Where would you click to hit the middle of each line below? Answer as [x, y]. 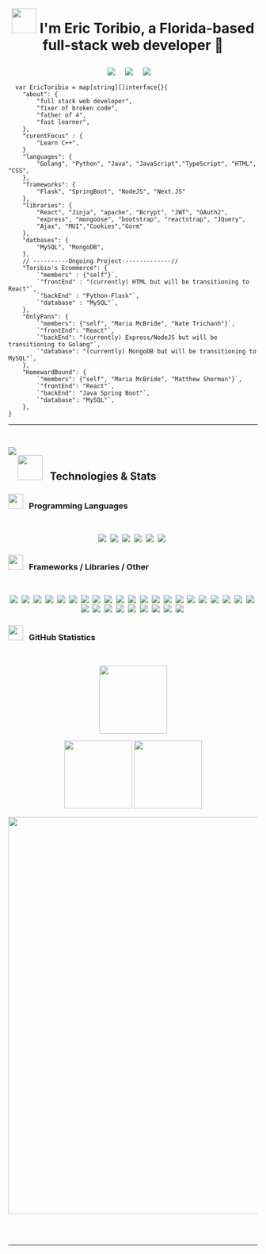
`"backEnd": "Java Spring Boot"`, [93, 393]
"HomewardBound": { [55, 372]
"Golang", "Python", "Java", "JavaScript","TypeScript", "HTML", [147, 164]
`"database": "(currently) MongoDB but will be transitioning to [147, 352]
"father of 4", [62, 115]
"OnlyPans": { [46, 317]
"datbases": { [46, 241]
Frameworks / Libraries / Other [89, 566]
